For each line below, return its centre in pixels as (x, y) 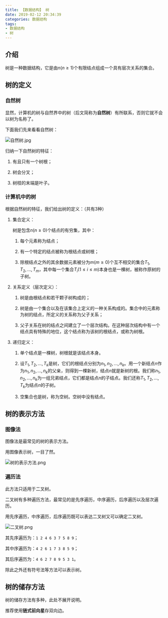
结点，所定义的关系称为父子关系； (68, 315)
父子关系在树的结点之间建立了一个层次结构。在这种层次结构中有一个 (90, 325)
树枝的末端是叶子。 (32, 183)
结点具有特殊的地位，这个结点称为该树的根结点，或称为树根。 (83, 332)
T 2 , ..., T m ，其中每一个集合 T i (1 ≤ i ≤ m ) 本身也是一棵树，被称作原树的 (90, 270)
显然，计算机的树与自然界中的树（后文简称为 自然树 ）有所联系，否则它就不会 (84, 112)
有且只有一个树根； (32, 162)
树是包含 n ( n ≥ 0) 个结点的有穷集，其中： (54, 230)
